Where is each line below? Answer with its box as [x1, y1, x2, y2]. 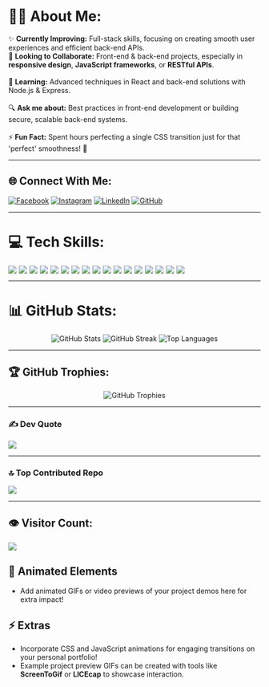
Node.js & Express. [8, 85, 71, 95]
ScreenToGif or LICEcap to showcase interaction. [19, 669, 184, 679]
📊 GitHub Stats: [8, 301, 118, 319]
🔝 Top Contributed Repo [8, 467, 104, 478]
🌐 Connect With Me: [8, 174, 112, 188]
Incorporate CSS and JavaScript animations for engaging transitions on [19, 644, 255, 653]
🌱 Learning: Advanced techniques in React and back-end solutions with [8, 76, 246, 87]
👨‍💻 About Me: [8, 7, 102, 26]
